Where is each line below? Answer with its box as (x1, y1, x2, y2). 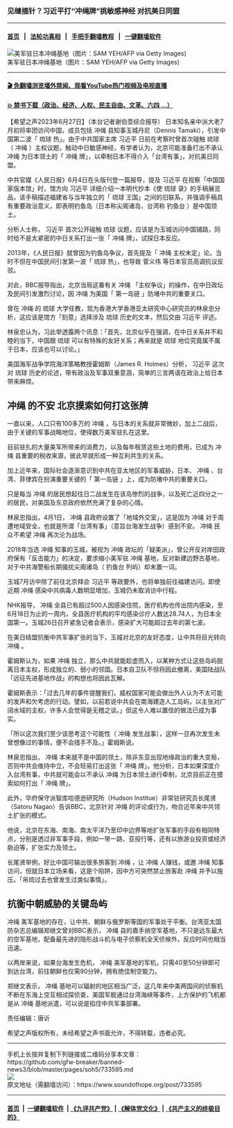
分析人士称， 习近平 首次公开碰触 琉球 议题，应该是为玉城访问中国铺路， (7, 225, 215, 234)
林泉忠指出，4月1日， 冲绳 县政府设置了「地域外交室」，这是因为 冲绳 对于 (7, 513, 218, 522)
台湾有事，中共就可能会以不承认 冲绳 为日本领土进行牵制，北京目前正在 (12, 770, 217, 779)
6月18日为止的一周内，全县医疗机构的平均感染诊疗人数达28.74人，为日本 (7, 610, 216, 618)
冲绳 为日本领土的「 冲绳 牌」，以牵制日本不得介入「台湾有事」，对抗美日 (7, 152, 213, 161)
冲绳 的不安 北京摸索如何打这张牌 (7, 400, 148, 411)
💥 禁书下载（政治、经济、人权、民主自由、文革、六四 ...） (7, 101, 173, 109)
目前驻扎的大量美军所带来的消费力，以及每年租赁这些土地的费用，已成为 (7, 443, 214, 451)
